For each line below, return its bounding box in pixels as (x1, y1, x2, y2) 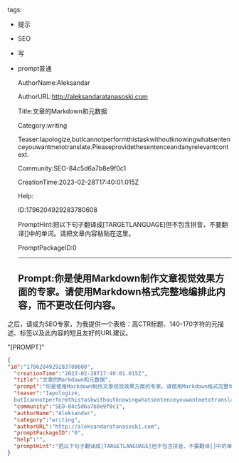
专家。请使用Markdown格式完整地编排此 (36, 286, 216, 298)
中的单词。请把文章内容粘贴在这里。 (28, 229, 135, 238)
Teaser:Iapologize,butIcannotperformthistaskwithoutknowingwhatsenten (17, 135, 231, 143)
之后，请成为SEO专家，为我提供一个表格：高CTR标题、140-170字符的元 (7, 320, 218, 328)
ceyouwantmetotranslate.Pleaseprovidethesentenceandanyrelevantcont (17, 143, 229, 151)
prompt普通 (17, 64, 52, 73)
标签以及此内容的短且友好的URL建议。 (19, 328, 132, 337)
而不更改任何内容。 (36, 299, 121, 312)
